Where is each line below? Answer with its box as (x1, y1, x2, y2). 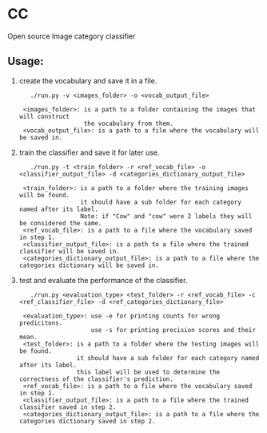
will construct (18, 112, 70, 120)
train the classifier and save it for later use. (18, 148, 161, 157)
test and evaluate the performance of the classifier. (18, 275, 188, 285)
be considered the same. (18, 219, 102, 227)
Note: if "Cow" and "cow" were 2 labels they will (80, 212, 253, 221)
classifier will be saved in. (18, 247, 121, 255)
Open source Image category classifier (7, 31, 136, 41)
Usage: (7, 55, 45, 68)
